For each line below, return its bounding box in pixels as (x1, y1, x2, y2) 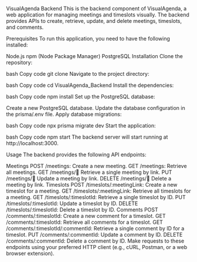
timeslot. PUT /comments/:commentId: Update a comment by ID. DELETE (6, 231, 183, 238)
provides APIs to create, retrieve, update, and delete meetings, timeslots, (6, 18, 182, 24)
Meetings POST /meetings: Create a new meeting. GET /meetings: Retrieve (6, 163, 187, 169)
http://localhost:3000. (6, 140, 59, 146)
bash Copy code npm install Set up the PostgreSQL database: (6, 93, 155, 100)
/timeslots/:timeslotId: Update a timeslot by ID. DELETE (6, 200, 138, 207)
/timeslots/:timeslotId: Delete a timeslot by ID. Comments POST (6, 206, 158, 213)
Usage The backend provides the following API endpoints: (6, 151, 147, 158)
